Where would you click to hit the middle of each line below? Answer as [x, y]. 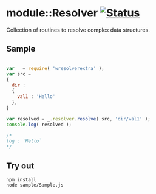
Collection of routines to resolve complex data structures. [78, 30]
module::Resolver [52, 13]
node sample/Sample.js [35, 185]
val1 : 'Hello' [36, 97]
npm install [21, 179]
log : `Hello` [24, 141]
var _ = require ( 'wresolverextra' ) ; [55, 68]
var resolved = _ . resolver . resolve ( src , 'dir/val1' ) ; [78, 119]
